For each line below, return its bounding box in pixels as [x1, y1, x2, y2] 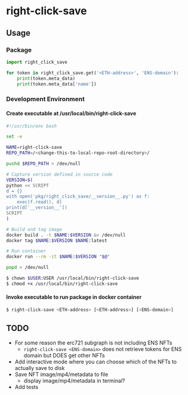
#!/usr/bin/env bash [6, 123, 58, 129]
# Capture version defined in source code [6, 171, 113, 177]
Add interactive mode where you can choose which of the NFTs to [14, 358, 177, 365]
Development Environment [6, 95, 85, 104]
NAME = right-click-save [6, 145, 62, 151]
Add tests [14, 383, 39, 390]
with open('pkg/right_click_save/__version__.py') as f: [6, 193, 150, 200]
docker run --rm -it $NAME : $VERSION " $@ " [6, 254, 110, 260]
